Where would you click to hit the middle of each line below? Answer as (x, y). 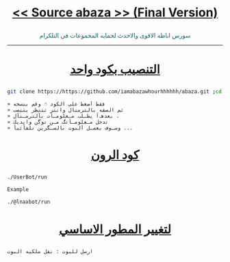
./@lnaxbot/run (29, 202)
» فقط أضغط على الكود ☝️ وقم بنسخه (56, 104)
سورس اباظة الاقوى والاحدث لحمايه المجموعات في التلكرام (115, 36)
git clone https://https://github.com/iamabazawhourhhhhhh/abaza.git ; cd (115, 92)
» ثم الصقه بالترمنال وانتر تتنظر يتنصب (66, 110)
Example (18, 189)
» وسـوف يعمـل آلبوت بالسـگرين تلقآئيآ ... (70, 128)
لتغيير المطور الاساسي (115, 230)
